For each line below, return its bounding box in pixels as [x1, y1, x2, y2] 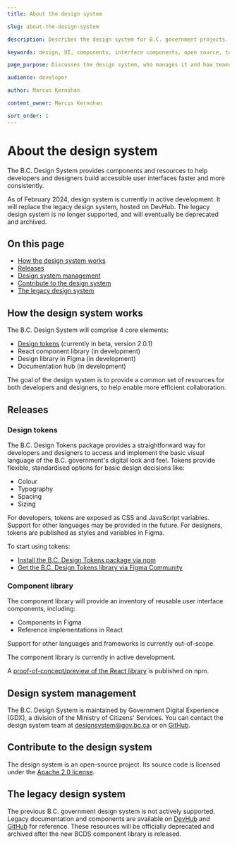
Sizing [17, 500, 37, 508]
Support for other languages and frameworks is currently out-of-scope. [7, 639, 215, 648]
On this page [7, 237, 65, 249]
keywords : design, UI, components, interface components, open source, [7, 49, 222, 56]
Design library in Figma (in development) [17, 355, 136, 363]
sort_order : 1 [7, 112, 49, 119]
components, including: [7, 605, 76, 613]
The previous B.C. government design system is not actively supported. [7, 807, 215, 815]
